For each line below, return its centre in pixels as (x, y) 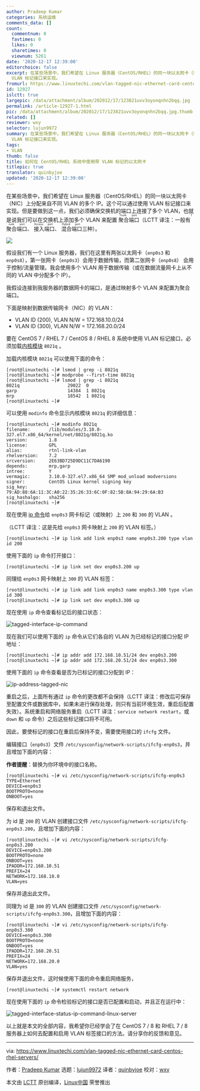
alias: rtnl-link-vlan (46, 450)
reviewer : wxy (24, 123)
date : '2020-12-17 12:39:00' (42, 61)
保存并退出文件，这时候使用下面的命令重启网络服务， (71, 978)
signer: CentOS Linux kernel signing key (69, 482)
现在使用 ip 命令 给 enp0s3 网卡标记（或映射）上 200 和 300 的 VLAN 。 (91, 514)
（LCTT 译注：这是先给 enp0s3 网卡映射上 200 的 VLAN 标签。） (83, 527)
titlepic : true (25, 167)
